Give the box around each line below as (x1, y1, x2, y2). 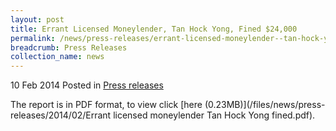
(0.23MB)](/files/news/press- (204, 99, 326, 111)
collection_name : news (10, 52, 105, 62)
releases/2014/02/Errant (10, 109, 112, 121)
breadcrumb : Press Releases (10, 42, 128, 53)
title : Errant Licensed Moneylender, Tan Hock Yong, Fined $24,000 (10, 24, 298, 34)
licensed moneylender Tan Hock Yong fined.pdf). (113, 109, 316, 121)
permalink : (10, 33, 56, 43)
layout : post (10, 14, 65, 25)
